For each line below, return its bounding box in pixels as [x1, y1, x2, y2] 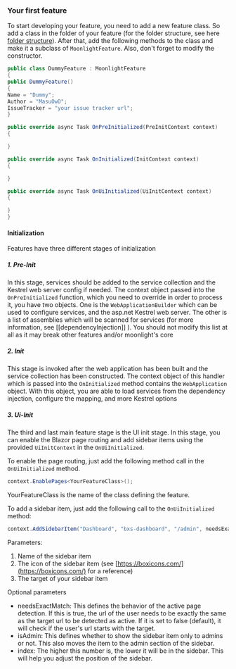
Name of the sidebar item [17, 551, 91, 560]
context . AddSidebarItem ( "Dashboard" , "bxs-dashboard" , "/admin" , [7, 525, 202, 533]
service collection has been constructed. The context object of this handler [7, 372, 225, 380]
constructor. [7, 51, 43, 60]
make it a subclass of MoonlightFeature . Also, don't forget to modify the [7, 44, 215, 53]
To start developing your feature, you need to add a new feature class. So [7, 22, 221, 30]
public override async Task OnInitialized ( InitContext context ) [7, 156, 199, 163]
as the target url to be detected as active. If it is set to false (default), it [17, 616, 221, 625]
